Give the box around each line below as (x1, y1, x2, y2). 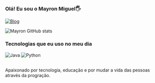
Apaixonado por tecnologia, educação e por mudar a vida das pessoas (5, 67, 150, 73)
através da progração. (5, 73, 51, 79)
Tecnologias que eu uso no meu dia (5, 40, 92, 47)
